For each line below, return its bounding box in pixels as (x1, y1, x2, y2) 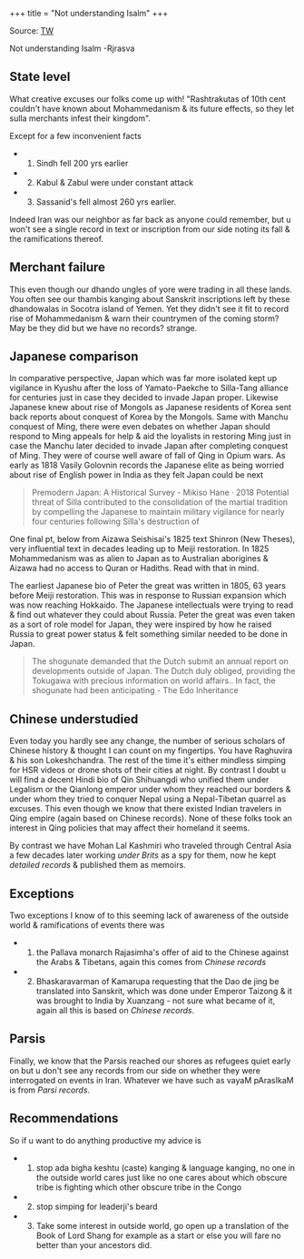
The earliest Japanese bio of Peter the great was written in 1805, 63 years (9, 580, 286, 591)
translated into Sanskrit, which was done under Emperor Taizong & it (35, 986, 293, 997)
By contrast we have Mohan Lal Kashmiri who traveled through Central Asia (9, 841, 292, 851)
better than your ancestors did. (35, 1239, 152, 1250)
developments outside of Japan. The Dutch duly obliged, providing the (31, 666, 296, 677)
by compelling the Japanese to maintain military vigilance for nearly (31, 507, 285, 518)
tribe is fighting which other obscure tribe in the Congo (35, 1182, 242, 1193)
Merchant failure (9, 259, 106, 276)
